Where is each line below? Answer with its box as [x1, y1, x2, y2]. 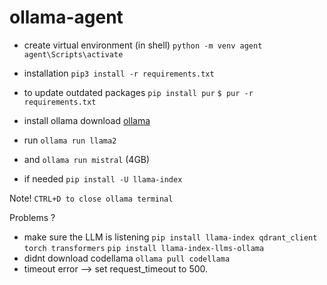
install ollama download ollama [23, 114, 151, 126]
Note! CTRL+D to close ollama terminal [9, 192, 174, 204]
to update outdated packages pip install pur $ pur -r [23, 86, 254, 98]
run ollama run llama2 [23, 134, 117, 146]
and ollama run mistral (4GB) [23, 153, 151, 165]
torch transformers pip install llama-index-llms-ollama [23, 243, 265, 253]
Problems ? [9, 211, 56, 223]
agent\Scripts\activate [23, 49, 124, 60]
